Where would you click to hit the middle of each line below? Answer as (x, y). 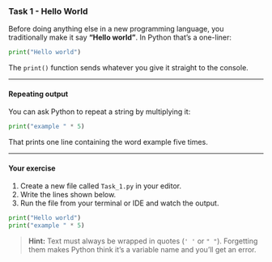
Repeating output (38, 94)
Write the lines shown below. (68, 195)
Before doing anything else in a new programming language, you (116, 29)
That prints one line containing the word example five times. (108, 142)
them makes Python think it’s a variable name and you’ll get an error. (142, 250)
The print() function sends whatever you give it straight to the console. (128, 68)
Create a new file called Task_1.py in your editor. (101, 186)
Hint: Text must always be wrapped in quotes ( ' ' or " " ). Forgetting (143, 241)
